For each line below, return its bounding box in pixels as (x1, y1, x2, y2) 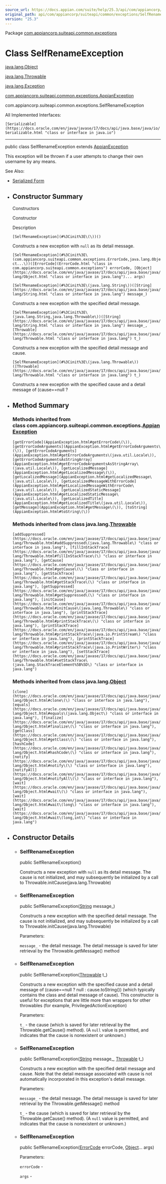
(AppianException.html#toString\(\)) (12, 509, 90, 514)
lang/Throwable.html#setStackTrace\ (12, 658, 88, 663)
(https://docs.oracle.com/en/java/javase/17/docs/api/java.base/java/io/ (5, 126, 161, 131)
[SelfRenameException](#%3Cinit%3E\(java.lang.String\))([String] (12, 283, 152, 288)
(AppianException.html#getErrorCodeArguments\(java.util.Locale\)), (12, 452, 157, 457)
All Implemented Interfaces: (5, 112, 61, 118)
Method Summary (12, 401, 69, 410)
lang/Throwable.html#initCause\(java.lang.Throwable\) (12, 606, 128, 611)
